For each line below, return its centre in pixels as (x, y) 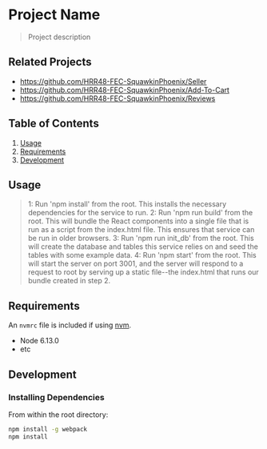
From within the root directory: (58, 415)
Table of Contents (54, 124)
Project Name (54, 15)
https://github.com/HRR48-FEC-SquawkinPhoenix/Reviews (118, 98)
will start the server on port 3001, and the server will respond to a (135, 264)
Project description (59, 37)
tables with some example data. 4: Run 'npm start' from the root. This (142, 255)
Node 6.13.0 (39, 341)
